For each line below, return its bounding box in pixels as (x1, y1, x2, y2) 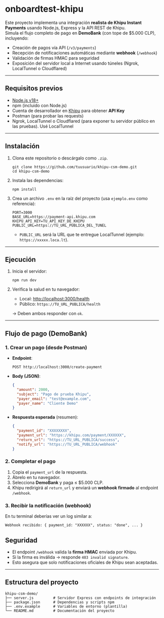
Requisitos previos (5, 84, 63, 92)
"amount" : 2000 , (17, 387, 50, 392)
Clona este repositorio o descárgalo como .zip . (12, 155, 108, 161)
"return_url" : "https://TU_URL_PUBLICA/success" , (17, 437, 120, 442)
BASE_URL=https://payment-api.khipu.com (12, 214, 96, 219)
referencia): (12, 201, 36, 206)
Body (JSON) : (12, 373, 41, 379)
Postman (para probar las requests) (12, 113, 84, 118)
